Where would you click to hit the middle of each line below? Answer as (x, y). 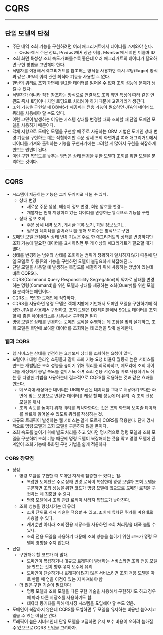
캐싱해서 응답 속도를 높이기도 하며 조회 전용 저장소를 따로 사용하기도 (85, 371)
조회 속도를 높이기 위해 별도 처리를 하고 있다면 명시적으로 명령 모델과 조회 (81, 432)
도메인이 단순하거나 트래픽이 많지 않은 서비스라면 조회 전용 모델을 (88, 573)
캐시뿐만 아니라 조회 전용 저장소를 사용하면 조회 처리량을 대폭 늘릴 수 (91, 524)
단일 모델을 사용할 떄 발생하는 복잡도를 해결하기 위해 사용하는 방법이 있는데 (83, 267)
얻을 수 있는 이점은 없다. (35, 616)
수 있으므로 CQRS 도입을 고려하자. (45, 628)
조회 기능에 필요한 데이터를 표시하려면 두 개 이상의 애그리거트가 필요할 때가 (83, 243)
